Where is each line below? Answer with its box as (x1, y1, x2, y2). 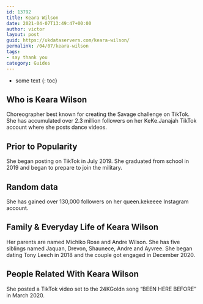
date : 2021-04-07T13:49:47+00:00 (6, 20, 92, 26)
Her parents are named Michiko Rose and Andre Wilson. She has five (6, 238, 180, 245)
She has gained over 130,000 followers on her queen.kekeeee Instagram (6, 198, 189, 205)
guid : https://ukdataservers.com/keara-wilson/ (6, 37, 130, 43)
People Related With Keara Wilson (6, 269, 139, 280)
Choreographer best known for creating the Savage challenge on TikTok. (6, 110, 190, 118)
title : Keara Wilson (6, 15, 59, 21)
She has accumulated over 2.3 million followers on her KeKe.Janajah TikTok (6, 117, 197, 125)
